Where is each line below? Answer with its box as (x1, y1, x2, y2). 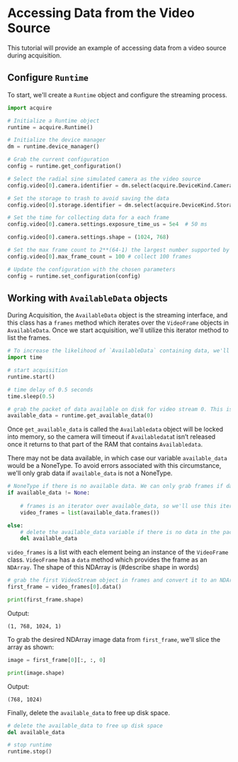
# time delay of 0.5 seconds (7, 386, 93, 393)
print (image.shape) (7, 669, 65, 676)
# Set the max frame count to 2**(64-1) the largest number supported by (7, 246, 230, 254)
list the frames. (7, 334, 51, 342)
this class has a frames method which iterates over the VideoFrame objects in (7, 318, 229, 327)
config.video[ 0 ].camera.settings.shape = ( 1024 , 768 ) (7, 234, 170, 241)
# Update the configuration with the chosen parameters (7, 266, 176, 273)
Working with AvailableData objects (7, 292, 168, 304)
